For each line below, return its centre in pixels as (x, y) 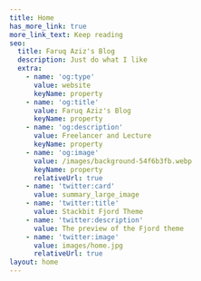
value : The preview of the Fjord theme (108, 228)
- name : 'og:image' (62, 152)
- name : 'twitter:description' (85, 220)
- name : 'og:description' (75, 128)
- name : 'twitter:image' (72, 237)
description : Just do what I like (82, 60)
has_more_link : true (48, 26)
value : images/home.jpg (78, 246)
